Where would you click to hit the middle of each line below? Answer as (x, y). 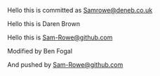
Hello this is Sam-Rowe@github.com (60, 37)
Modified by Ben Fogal (40, 51)
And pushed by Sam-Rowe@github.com (65, 65)
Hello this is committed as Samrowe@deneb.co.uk (80, 10)
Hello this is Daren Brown (44, 24)
